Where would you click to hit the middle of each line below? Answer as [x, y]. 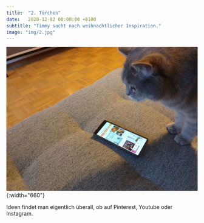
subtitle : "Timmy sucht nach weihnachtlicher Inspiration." [84, 26]
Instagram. [20, 214]
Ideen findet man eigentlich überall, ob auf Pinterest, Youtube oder [90, 207]
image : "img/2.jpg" [31, 32]
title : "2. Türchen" [34, 13]
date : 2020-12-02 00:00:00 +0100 [51, 19]
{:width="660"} [25, 196]
